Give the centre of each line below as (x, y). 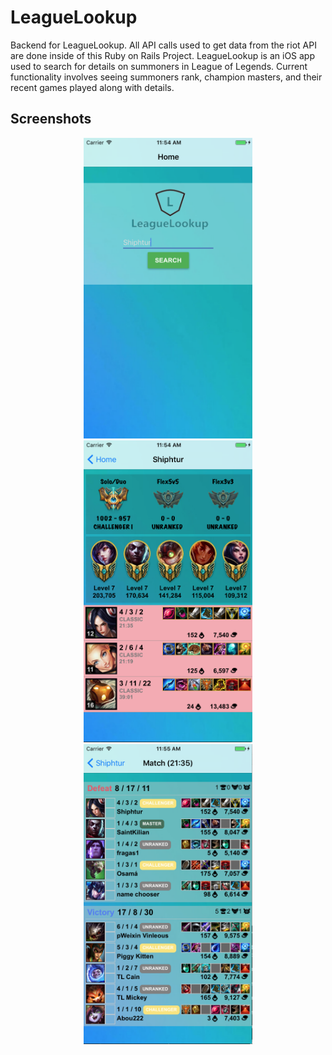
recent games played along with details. (92, 87)
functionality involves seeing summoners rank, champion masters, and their (166, 77)
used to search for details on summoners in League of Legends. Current (159, 66)
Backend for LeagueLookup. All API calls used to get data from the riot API (163, 45)
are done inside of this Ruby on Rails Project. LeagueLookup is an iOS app (163, 55)
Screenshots (51, 119)
